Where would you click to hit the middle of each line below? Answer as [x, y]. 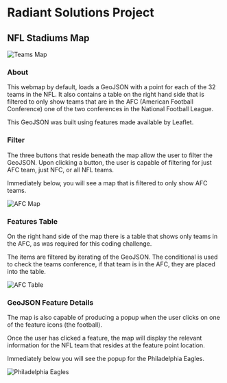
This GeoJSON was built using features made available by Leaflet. [100, 122]
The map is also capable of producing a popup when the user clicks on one [114, 318]
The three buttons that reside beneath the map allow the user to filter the [110, 155]
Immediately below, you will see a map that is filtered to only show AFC [107, 183]
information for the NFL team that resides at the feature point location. [106, 345]
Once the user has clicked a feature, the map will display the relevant [105, 338]
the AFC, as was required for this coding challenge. [80, 243]
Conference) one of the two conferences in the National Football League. [110, 109]
